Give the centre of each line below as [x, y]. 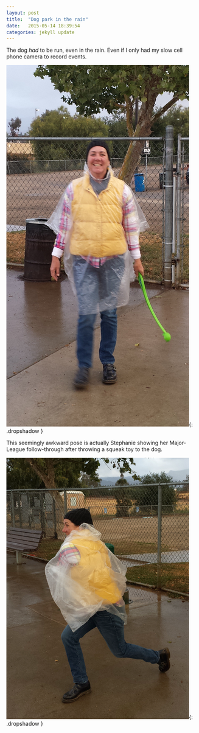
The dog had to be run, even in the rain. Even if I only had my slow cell [95, 50]
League [16, 449]
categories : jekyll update [40, 32]
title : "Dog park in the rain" [47, 19]
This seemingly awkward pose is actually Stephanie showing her [87, 443]
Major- [178, 443]
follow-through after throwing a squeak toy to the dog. [94, 449]
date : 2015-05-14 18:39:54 [43, 26]
